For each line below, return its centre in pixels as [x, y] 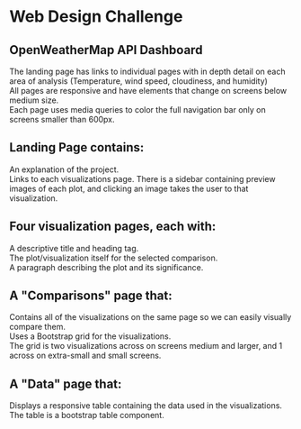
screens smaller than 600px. [62, 119]
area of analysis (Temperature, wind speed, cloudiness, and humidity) [138, 81]
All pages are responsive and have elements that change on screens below [148, 91]
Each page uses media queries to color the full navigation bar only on [138, 110]
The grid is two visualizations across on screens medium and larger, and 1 [146, 346]
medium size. [34, 100]
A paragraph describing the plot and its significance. [106, 267]
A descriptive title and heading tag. [74, 248]
